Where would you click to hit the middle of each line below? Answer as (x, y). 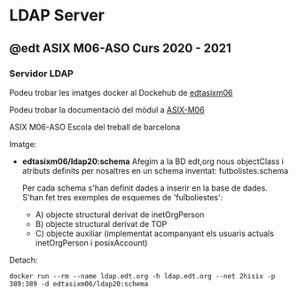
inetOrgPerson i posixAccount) (91, 242)
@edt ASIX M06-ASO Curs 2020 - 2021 (121, 48)
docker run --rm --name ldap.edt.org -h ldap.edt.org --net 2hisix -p (142, 276)
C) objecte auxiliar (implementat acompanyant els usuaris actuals (155, 233)
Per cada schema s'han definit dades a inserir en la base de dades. (145, 188)
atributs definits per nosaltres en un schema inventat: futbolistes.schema (155, 170)
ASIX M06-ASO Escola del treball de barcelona (95, 127)
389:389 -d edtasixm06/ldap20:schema (79, 284)
